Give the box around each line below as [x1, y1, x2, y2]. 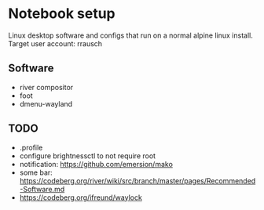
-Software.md [19, 184, 65, 194]
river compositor [19, 82, 74, 92]
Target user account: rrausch [8, 38, 103, 48]
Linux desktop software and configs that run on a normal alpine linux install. [8, 31, 253, 40]
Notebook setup [8, 5, 115, 23]
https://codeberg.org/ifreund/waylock [19, 193, 143, 202]
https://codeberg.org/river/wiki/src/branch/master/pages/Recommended [19, 176, 256, 185]
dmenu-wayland [19, 99, 73, 108]
